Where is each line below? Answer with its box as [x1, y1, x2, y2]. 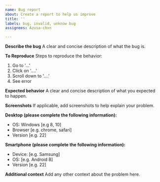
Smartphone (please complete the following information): [5, 142, 126, 148]
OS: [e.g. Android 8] [12, 156, 53, 163]
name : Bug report [5, 7, 41, 12]
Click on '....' [12, 68, 37, 74]
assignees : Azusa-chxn [5, 26, 52, 31]
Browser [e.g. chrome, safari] [12, 127, 72, 133]
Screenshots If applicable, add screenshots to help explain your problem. [5, 103, 155, 109]
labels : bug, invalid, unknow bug [5, 21, 76, 26]
